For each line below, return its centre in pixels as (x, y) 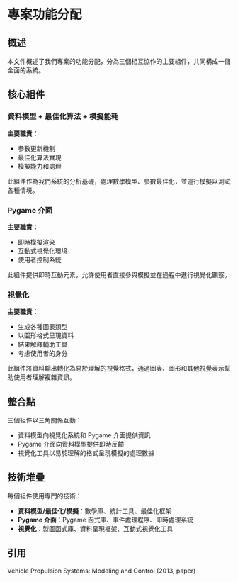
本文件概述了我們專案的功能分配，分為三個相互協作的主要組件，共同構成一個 (119, 61)
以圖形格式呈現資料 (46, 336)
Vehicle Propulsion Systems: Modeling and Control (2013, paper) (102, 571)
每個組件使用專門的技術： (45, 496)
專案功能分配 (45, 15)
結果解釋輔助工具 (42, 345)
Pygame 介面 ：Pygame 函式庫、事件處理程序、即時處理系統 (105, 520)
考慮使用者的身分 (42, 353)
